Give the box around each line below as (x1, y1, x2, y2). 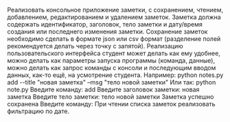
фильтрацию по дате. (7, 107, 70, 115)
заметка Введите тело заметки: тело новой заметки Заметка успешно (7, 93, 214, 101)
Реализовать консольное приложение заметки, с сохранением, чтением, (7, 6, 224, 14)
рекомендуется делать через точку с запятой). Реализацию (7, 42, 183, 50)
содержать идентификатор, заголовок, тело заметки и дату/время (7, 20, 203, 28)
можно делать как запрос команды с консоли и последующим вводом (7, 64, 216, 72)
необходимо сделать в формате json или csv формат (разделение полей (7, 35, 221, 43)
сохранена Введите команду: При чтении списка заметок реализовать (7, 100, 216, 108)
